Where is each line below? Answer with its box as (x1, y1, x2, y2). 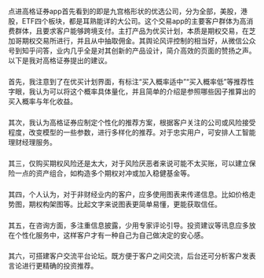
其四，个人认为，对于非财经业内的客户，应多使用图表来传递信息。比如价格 (8, 189, 249, 198)
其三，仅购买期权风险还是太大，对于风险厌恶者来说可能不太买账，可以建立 (8, 158, 249, 168)
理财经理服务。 (8, 137, 57, 146)
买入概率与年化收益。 (8, 96, 77, 106)
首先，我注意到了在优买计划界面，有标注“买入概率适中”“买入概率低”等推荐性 (8, 76, 255, 86)
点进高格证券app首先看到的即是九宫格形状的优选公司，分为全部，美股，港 (8, 6, 248, 16)
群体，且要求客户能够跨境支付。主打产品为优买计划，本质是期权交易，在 (14, 26, 249, 35)
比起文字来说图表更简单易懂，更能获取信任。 (76, 199, 222, 209)
